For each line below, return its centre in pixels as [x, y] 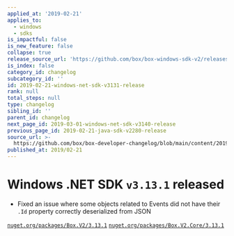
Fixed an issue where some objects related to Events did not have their [119, 204]
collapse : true [29, 53]
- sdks [23, 33]
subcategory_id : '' [36, 79]
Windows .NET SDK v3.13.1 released [116, 185]
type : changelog [31, 105]
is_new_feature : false [40, 46]
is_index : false [31, 66]
